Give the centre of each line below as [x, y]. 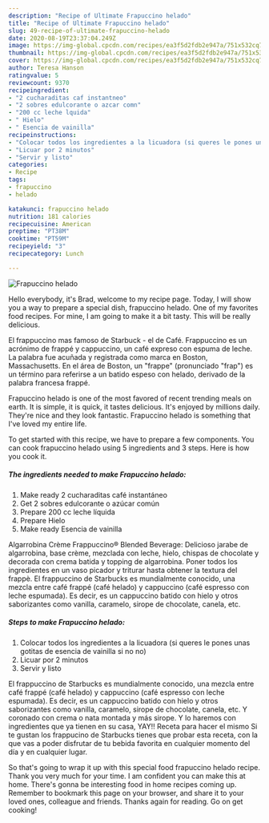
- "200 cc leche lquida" [50, 113]
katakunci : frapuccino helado [59, 209]
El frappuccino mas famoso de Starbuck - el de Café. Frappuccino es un [128, 340]
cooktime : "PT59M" [39, 239]
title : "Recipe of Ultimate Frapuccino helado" [89, 23]
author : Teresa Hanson [46, 68]
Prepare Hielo [42, 520]
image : [19, 46]
